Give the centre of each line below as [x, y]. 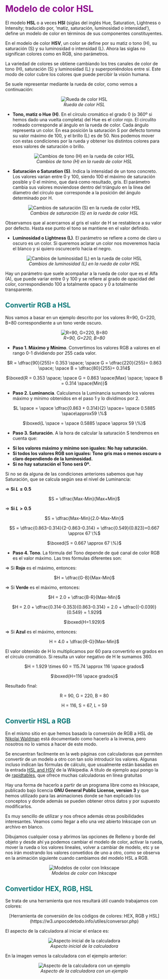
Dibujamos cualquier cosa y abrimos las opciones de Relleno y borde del [80, 837]
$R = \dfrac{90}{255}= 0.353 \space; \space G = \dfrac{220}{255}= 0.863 [84, 362]
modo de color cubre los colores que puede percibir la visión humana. [78, 74]
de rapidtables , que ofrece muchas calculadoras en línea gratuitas [74, 775]
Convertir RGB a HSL [38, 305]
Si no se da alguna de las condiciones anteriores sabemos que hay [74, 474]
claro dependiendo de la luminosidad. [52, 459]
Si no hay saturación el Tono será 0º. [52, 464]
